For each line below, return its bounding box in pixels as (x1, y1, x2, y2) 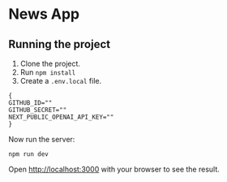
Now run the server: (8, 135, 75, 144)
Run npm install (19, 67, 76, 77)
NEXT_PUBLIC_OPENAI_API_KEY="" (8, 113, 114, 121)
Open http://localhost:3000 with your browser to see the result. (8, 164, 221, 174)
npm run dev (8, 150, 49, 158)
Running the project (8, 37, 111, 51)
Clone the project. (19, 58, 81, 68)
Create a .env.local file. (19, 76, 102, 85)
